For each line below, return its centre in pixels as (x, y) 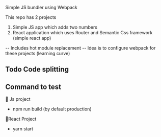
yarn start (23, 129)
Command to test (33, 87)
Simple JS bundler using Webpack (41, 7)
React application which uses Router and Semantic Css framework (83, 32)
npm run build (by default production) (52, 109)
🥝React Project (21, 119)
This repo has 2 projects (31, 17)
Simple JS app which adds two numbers (55, 27)
